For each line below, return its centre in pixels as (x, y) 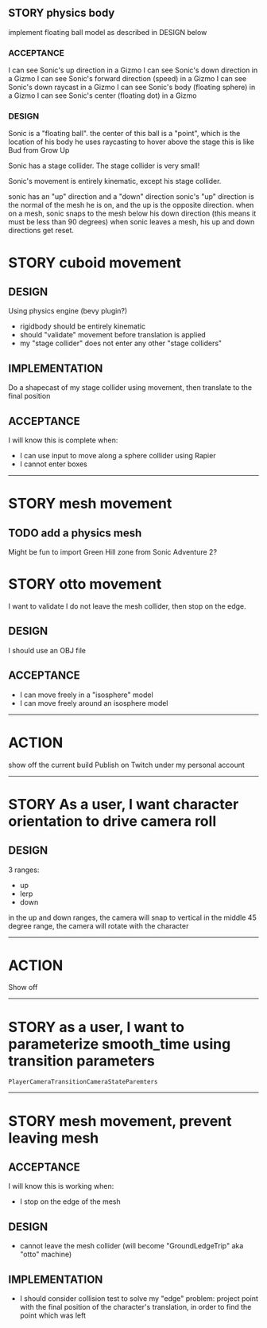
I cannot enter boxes (53, 464)
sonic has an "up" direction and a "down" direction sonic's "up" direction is (131, 197)
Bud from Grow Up (39, 150)
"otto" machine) (46, 1254)
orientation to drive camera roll (112, 821)
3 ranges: (24, 870)
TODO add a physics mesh (75, 533)
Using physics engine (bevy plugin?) (68, 311)
